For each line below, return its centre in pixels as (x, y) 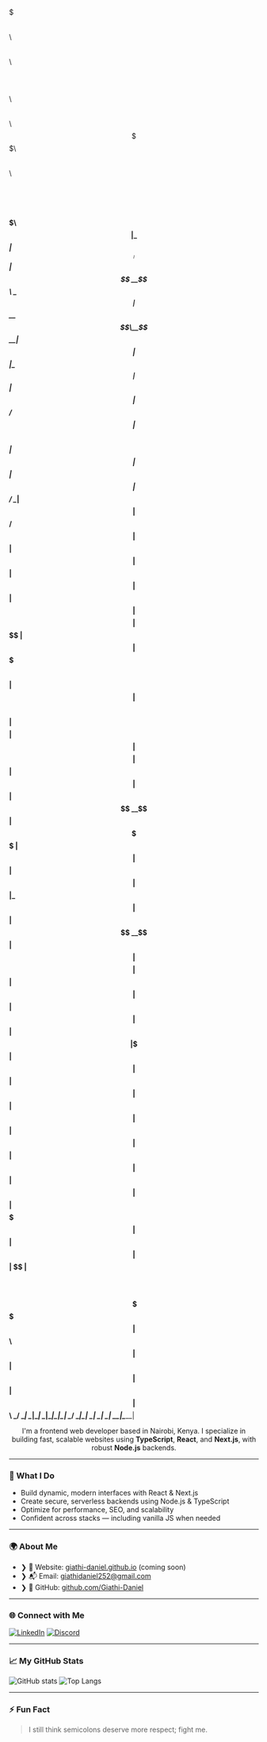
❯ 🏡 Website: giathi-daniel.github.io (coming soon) (103, 1567)
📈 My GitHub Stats (46, 1660)
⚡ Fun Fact (30, 1710)
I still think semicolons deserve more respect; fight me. (118, 1730)
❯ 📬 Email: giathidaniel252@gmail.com (86, 1576)
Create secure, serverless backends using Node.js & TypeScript (125, 1501)
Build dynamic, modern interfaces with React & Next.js (109, 1493)
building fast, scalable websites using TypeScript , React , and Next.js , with (134, 1439)
